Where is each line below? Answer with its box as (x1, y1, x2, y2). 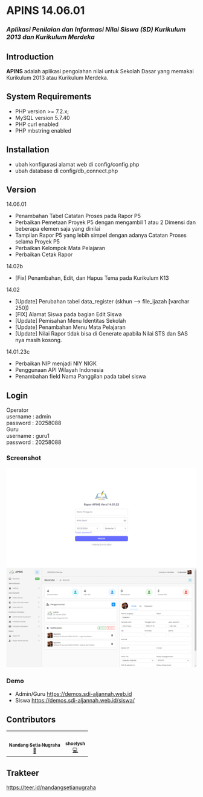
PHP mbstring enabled (14, 127, 71, 134)
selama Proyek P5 (14, 238, 60, 245)
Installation (6, 145, 50, 155)
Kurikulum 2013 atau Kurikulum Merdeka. (6, 74, 109, 81)
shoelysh (65, 740, 86, 747)
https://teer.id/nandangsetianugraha (6, 784, 97, 791)
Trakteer (6, 767, 39, 778)
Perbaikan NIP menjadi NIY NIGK (14, 360, 97, 367)
